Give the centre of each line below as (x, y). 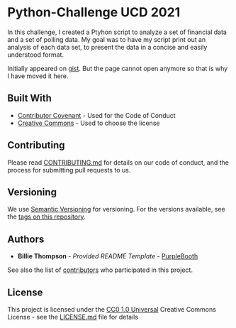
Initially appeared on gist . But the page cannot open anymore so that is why (118, 68)
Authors (26, 239)
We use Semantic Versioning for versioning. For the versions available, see (116, 209)
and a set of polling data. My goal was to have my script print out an (107, 39)
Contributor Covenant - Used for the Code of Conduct (96, 115)
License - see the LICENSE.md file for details (73, 317)
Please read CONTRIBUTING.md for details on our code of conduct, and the (118, 162)
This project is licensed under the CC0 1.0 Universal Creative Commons (112, 309)
